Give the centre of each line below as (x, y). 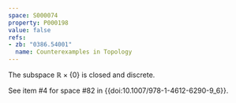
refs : (17, 37)
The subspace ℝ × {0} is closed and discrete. (82, 75)
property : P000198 (38, 23)
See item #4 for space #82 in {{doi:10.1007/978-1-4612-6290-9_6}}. (118, 90)
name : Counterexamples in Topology (74, 52)
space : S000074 (33, 15)
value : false (30, 30)
